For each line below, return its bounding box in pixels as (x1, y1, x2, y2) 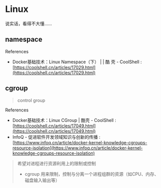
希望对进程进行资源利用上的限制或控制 (17, 160, 96, 166)
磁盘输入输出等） (24, 177, 60, 183)
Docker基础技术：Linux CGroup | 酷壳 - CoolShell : (12, 117, 116, 123)
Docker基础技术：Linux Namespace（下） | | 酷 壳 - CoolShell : (12, 59, 142, 65)
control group (17, 97, 46, 103)
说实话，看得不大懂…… (5, 20, 52, 26)
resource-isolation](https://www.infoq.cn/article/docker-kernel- (12, 145, 143, 151)
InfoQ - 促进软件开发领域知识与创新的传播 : (12, 134, 100, 140)
